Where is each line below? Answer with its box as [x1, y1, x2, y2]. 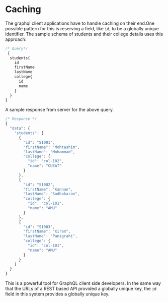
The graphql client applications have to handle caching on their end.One [5, 20, 155, 26]
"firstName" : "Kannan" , [23, 187, 73, 192]
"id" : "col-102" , [27, 159, 64, 164]
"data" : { [10, 126, 30, 131]
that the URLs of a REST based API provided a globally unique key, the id [5, 286, 157, 292]
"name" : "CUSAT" [27, 163, 62, 168]
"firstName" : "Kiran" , [23, 229, 71, 234]
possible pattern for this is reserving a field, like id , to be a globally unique [5, 25, 159, 31]
